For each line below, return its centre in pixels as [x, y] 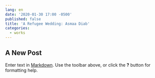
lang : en [14, 10]
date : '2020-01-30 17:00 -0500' [39, 14]
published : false [23, 19]
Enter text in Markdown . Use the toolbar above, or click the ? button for [78, 65]
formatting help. [22, 70]
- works [18, 33]
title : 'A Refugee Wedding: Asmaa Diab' [48, 24]
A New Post [24, 53]
